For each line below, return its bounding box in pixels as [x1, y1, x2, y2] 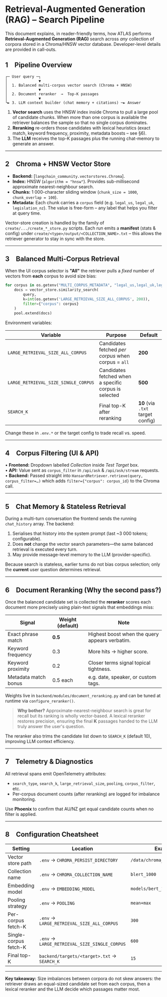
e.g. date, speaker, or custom [88, 673, 157, 680]
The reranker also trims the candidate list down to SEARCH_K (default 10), [5, 733, 152, 739]
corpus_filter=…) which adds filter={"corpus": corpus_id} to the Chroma [5, 478, 160, 484]
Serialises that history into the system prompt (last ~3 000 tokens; [12, 530, 148, 536]
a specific [99, 379, 122, 386]
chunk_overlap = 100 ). [12, 194, 58, 200]
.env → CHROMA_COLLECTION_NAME [39, 871, 113, 877]
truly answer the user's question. [17, 723, 85, 729]
